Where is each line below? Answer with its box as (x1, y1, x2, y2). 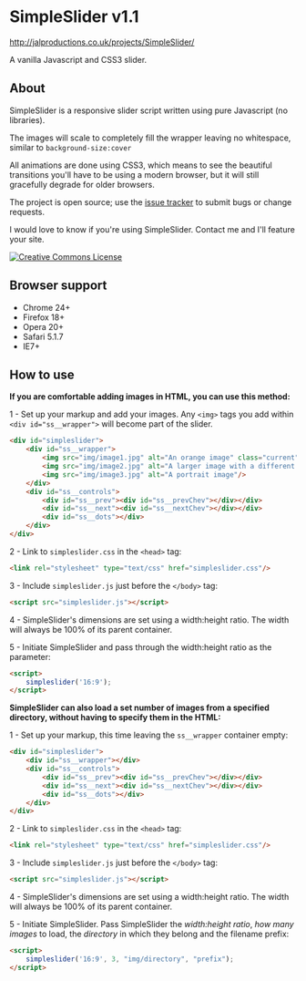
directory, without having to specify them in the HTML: (9, 712, 221, 723)
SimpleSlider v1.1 (9, 6, 139, 27)
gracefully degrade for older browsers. (9, 179, 155, 190)
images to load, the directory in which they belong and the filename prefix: (9, 928, 290, 939)
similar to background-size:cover (9, 141, 132, 152)
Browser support (9, 278, 107, 294)
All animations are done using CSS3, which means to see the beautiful (9, 160, 273, 170)
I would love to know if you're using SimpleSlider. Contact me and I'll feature (9, 223, 296, 234)
